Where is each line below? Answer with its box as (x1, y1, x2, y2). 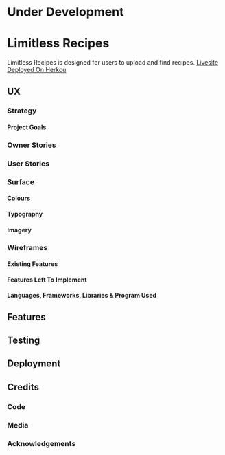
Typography (7, 210, 43, 218)
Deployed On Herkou (7, 66, 67, 74)
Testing (7, 335, 40, 346)
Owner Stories (7, 140, 56, 150)
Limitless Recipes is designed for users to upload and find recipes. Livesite (7, 58, 218, 67)
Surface (7, 177, 34, 186)
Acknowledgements (7, 439, 76, 448)
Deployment (7, 358, 61, 370)
